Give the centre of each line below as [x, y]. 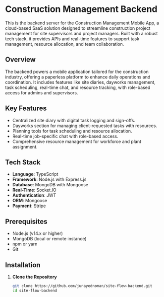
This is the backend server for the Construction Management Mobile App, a [82, 23]
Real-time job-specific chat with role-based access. [65, 136]
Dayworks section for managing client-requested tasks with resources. [85, 126]
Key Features [26, 109]
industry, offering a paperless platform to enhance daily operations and [78, 77]
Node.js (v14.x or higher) [37, 233]
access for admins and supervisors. [42, 92]
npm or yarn [25, 244]
